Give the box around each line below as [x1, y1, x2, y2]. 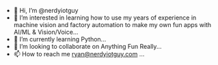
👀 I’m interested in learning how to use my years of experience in [13, 14, 197, 22]
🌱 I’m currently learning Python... [13, 35, 107, 43]
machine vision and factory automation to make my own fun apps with [13, 21, 212, 28]
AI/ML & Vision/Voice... [13, 28, 79, 36]
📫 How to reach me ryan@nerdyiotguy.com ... [13, 50, 145, 58]
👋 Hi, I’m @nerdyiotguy [13, 7, 79, 14]
